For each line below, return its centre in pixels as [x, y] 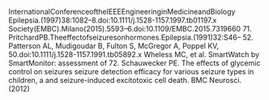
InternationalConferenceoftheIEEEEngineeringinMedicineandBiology [122, 12]
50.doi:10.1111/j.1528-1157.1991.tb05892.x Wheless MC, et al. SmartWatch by [134, 54]
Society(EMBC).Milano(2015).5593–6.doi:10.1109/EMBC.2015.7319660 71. [130, 29]
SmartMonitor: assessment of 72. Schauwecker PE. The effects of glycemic [134, 63]
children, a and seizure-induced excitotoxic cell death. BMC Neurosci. [125, 80]
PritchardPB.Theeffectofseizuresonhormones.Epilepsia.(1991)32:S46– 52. [131, 37]
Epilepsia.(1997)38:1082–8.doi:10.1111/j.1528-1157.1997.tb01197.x [113, 20]
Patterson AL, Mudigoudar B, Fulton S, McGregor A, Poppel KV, [114, 46]
